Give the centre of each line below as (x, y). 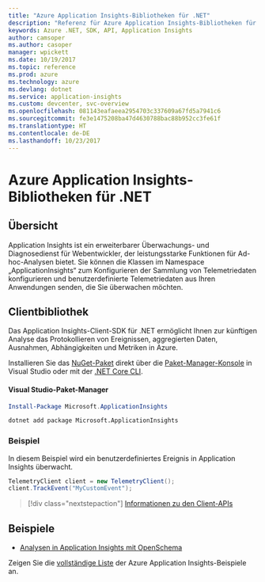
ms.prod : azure (33, 74)
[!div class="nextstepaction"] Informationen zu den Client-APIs (130, 504)
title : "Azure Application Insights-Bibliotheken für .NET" (110, 15)
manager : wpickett (38, 52)
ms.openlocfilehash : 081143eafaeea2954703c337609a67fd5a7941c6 (115, 112)
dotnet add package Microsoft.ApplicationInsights (93, 420)
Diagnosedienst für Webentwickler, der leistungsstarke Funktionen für (122, 253)
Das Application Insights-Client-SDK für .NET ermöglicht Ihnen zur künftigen (132, 331)
